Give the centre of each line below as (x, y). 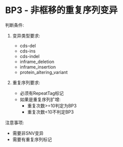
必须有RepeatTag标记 (42, 93)
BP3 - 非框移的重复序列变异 (61, 10)
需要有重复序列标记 (32, 139)
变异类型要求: (26, 35)
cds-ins (28, 51)
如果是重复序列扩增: (40, 99)
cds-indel (30, 56)
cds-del (28, 45)
